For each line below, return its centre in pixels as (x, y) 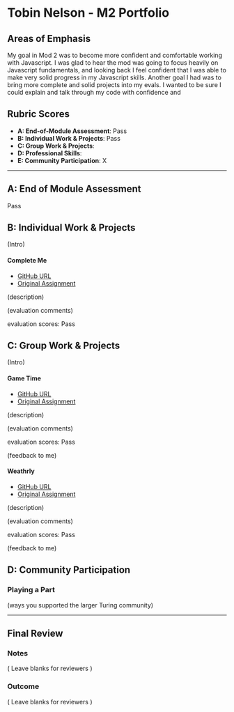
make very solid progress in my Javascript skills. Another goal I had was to (114, 77)
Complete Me (27, 261)
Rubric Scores (39, 114)
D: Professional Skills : (49, 153)
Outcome (23, 686)
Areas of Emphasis (49, 39)
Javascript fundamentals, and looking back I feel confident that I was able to (117, 70)
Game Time (24, 378)
